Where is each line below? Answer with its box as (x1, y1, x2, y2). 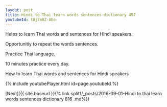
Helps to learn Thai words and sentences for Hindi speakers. (5, 31, 133, 37)
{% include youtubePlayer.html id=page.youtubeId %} (5, 80, 119, 87)
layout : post (5, 7, 33, 13)
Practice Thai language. (5, 51, 55, 57)
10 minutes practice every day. (5, 61, 70, 67)
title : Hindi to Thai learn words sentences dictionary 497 (5, 12, 136, 17)
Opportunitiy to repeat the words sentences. (5, 41, 99, 47)
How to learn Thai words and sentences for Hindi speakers (5, 71, 129, 77)
